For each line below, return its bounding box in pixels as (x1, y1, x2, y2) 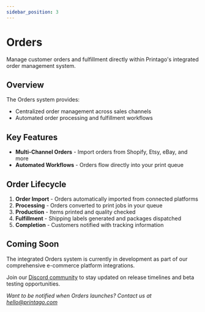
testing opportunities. (6, 280, 61, 288)
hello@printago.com (6, 298, 58, 306)
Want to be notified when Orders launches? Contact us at (6, 292, 152, 299)
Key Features (6, 132, 58, 143)
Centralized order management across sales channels (15, 108, 152, 115)
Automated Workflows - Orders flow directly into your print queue (15, 162, 184, 169)
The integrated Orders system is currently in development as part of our (6, 255, 188, 262)
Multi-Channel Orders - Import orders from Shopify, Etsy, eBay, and (15, 148, 188, 156)
